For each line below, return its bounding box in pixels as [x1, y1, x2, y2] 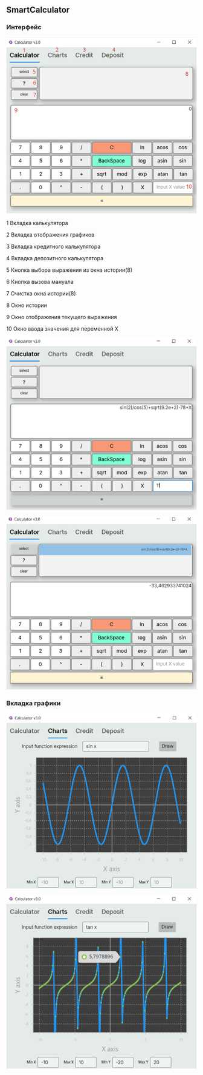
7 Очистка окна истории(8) [6, 289, 77, 297]
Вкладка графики [6, 699, 61, 707]
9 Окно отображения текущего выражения [6, 313, 117, 320]
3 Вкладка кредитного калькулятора [6, 243, 101, 250]
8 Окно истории [6, 302, 47, 309]
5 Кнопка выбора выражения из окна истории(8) [6, 266, 133, 274]
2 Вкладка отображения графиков [6, 231, 95, 238]
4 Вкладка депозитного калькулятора [6, 254, 104, 261]
